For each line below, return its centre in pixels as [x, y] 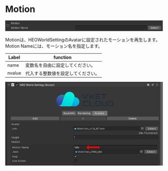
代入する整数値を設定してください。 [62, 73]
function [62, 57]
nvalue [14, 73]
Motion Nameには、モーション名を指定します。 [54, 46]
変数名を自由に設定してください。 [60, 65]
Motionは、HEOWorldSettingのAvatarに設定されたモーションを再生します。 [83, 40]
